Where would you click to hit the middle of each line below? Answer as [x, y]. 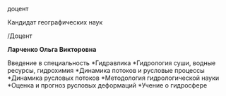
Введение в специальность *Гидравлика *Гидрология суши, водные [112, 63]
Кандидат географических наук [55, 22]
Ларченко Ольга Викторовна [52, 49]
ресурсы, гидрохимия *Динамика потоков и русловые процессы [106, 70]
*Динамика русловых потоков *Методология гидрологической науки [113, 78]
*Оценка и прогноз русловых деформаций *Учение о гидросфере [107, 85]
